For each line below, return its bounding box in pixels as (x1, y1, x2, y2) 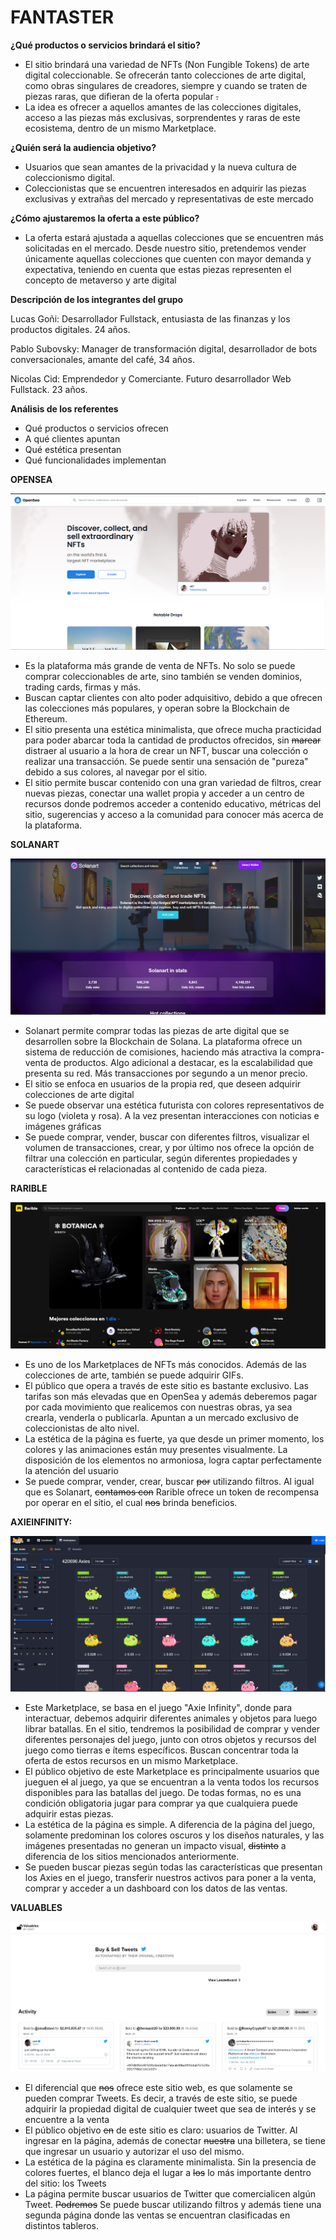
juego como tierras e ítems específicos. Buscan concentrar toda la (24, 1744, 299, 1756)
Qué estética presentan (24, 443, 122, 455)
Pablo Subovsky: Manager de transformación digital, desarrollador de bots (10, 342, 318, 355)
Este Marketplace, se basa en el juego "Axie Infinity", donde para (24, 1702, 293, 1714)
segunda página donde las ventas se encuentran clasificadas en (24, 2209, 291, 2221)
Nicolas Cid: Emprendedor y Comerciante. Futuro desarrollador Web (10, 372, 292, 385)
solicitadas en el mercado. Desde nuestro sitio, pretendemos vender (24, 242, 307, 254)
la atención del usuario (24, 1464, 119, 1476)
